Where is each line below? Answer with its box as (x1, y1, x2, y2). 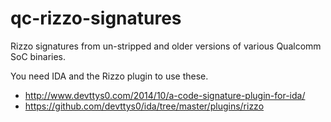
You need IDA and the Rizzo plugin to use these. (10, 70, 209, 82)
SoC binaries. (10, 50, 67, 62)
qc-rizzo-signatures (10, 7, 182, 30)
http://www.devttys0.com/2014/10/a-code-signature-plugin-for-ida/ (24, 89, 306, 101)
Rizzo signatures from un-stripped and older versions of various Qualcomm (10, 40, 322, 52)
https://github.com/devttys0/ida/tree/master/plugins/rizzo (24, 100, 265, 112)
